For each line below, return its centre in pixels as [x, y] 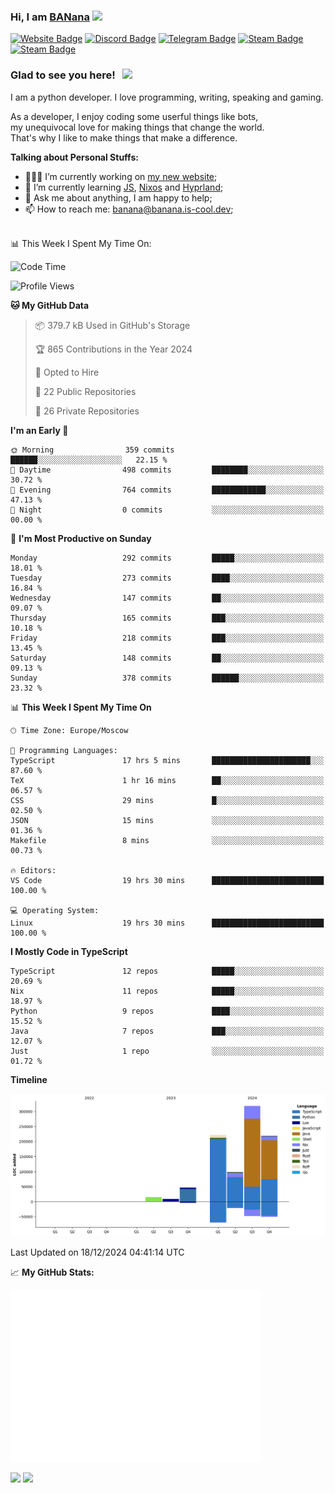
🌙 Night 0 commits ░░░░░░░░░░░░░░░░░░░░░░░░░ [167, 510]
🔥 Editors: [33, 870]
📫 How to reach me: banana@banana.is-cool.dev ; [129, 209]
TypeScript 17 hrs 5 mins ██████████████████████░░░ [167, 760]
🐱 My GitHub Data [50, 305]
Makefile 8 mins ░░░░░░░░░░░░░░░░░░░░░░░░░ [167, 840]
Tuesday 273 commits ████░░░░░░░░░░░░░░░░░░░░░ [167, 578]
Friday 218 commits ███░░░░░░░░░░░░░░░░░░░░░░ [167, 638]
